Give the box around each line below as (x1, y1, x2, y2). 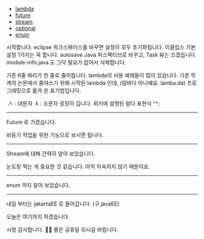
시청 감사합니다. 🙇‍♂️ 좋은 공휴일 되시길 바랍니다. (6, 226, 118, 233)
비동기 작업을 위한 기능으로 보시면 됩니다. (6, 131, 104, 139)
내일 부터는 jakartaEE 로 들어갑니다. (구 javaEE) (6, 200, 120, 207)
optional (15, 24, 36, 32)
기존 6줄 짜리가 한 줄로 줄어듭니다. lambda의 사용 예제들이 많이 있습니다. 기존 (6, 72, 190, 78)
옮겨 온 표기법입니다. (32, 87, 81, 94)
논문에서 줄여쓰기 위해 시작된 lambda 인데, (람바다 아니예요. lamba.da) (17, 79, 186, 86)
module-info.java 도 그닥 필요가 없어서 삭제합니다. (6, 59, 126, 66)
